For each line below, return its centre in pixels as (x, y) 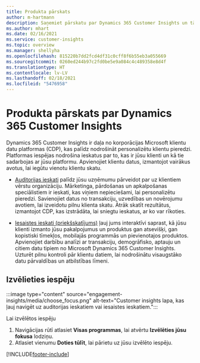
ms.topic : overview (30, 45)
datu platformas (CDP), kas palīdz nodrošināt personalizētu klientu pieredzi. (99, 149)
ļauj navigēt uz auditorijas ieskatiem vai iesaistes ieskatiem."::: (82, 307)
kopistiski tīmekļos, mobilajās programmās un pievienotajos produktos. (101, 235)
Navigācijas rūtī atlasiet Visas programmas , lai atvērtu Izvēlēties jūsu (100, 330)
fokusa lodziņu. (34, 336)
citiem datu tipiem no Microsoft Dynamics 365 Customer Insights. (95, 248)
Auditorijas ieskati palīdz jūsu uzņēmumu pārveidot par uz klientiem (98, 179)
